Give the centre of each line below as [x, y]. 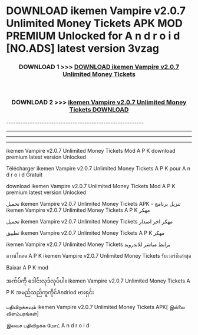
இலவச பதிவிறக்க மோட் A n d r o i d [48, 325]
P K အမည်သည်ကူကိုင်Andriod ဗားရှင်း [50, 292]
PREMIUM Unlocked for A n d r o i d [93, 36]
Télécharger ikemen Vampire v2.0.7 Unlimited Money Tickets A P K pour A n [98, 168]
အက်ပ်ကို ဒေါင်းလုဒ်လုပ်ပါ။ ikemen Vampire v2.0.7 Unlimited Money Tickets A [98, 281]
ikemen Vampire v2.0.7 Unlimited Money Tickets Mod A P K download [91, 150]
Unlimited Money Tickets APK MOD [94, 23]
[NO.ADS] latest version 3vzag [83, 49]
